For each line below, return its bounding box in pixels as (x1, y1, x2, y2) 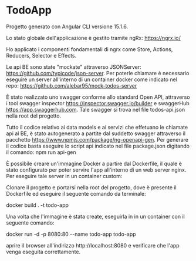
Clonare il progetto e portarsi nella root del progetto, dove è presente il (6, 183, 177, 191)
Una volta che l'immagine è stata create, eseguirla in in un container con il (6, 213, 185, 220)
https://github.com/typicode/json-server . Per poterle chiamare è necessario (6, 69, 190, 76)
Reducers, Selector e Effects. (6, 52, 77, 59)
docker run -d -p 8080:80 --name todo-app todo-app (6, 230, 136, 237)
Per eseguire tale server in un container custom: (6, 172, 123, 179)
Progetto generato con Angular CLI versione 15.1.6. (6, 23, 128, 30)
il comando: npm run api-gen (6, 148, 76, 156)
